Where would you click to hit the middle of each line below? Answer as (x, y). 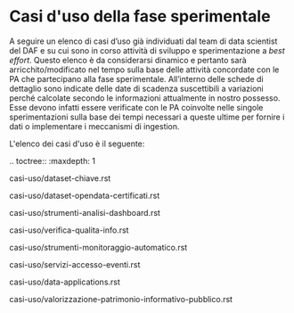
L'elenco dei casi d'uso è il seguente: (77, 144)
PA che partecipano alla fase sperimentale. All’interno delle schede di (137, 78)
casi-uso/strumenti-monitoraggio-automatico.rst (98, 247)
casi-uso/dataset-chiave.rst (60, 178)
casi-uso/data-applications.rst (65, 282)
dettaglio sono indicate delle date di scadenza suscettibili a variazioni (137, 88)
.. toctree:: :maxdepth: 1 (53, 161)
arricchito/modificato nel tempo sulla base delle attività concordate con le (144, 70)
